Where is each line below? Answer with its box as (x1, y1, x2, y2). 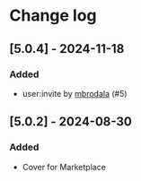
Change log (9, 5, 97, 26)
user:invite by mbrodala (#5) (22, 88, 128, 99)
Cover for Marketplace (22, 161, 106, 172)
